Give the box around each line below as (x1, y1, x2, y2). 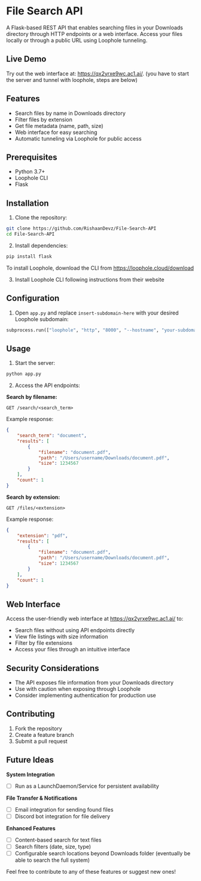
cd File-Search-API (6, 231, 55, 237)
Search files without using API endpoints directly (14, 627, 135, 634)
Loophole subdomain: (14, 315, 69, 322)
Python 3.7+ (14, 168, 45, 175)
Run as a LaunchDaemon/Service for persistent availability (14, 782, 160, 789)
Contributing (6, 709, 55, 719)
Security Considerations (6, 663, 100, 673)
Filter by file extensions (14, 639, 73, 647)
